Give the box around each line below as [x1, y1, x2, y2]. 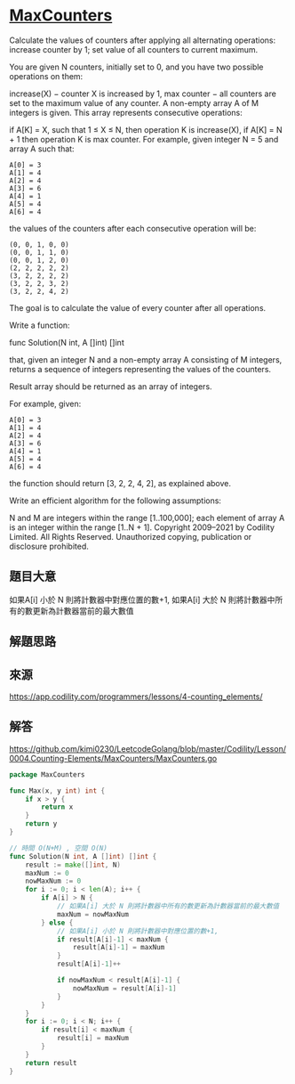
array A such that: [9, 143, 75, 154]
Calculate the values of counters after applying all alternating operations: [9, 35, 276, 45]
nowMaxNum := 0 [25, 876, 82, 886]
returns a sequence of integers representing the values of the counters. [9, 363, 272, 374]
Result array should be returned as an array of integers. [9, 380, 212, 392]
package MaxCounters [9, 770, 86, 779]
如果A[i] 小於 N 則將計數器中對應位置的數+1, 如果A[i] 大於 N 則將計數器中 [9, 594, 275, 605]
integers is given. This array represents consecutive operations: [9, 107, 243, 118]
